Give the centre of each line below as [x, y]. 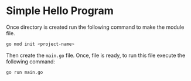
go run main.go [25, 72]
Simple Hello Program [60, 11]
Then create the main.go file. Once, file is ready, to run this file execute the [96, 55]
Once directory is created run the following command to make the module [95, 27]
